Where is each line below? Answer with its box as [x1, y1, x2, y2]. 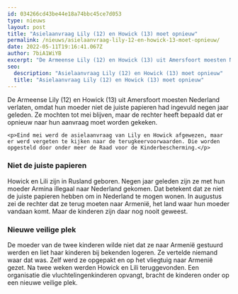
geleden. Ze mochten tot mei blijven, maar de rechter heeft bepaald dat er [7, 111, 223, 119]
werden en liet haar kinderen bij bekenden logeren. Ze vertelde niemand [7, 248, 218, 256]
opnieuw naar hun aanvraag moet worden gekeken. [7, 118, 158, 127]
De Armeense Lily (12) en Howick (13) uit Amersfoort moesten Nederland [7, 96, 220, 104]
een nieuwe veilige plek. [7, 278, 78, 287]
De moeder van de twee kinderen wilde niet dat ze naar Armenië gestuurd [7, 240, 223, 249]
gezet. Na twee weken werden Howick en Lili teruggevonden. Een [7, 263, 200, 271]
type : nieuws [7, 17, 46, 24]
